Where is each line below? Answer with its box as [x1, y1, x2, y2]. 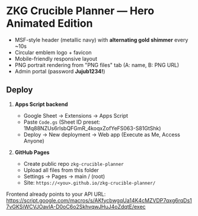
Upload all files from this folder [23, 166, 99, 173]
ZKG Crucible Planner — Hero [6, 4, 155, 18]
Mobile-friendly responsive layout [14, 55, 98, 62]
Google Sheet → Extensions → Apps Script [23, 112, 129, 119]
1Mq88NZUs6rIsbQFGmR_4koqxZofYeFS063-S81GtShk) [23, 124, 161, 131]
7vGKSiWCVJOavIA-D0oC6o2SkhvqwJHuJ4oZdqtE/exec [6, 203, 146, 210]
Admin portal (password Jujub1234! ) [14, 67, 106, 75]
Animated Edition [6, 17, 93, 30]
